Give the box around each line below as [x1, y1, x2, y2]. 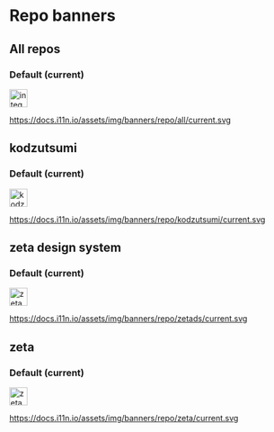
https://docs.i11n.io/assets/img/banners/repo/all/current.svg [9, 114, 232, 125]
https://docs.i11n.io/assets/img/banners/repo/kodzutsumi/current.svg [9, 213, 266, 225]
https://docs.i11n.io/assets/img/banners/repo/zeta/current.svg [9, 412, 239, 423]
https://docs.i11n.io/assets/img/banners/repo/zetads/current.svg [9, 313, 248, 324]
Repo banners [9, 5, 116, 26]
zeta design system [9, 239, 121, 255]
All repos [9, 41, 61, 57]
